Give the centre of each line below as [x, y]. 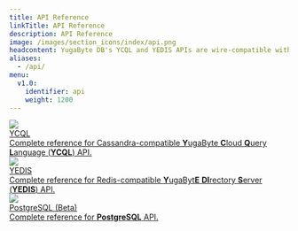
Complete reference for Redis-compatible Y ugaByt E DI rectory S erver [136, 180]
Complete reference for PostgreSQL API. [84, 217]
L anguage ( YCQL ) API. [51, 152]
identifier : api [55, 91]
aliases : [25, 58]
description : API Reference [61, 34]
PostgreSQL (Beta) [43, 208]
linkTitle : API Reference [57, 26]
